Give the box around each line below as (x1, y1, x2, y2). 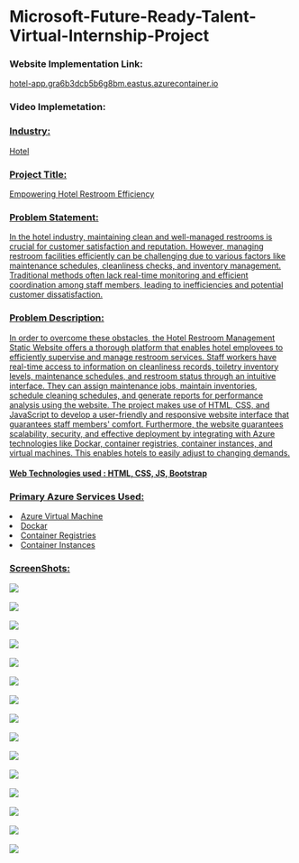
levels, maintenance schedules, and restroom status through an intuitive (9, 370, 276, 381)
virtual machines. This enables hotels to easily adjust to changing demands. (9, 447, 291, 458)
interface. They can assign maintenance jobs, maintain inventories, (9, 380, 258, 391)
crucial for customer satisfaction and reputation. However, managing (9, 241, 264, 252)
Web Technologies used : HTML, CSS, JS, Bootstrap (9, 468, 208, 479)
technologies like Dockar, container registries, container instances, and (9, 438, 273, 449)
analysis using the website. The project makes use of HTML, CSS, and (9, 399, 270, 410)
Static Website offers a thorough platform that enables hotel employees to (9, 341, 284, 353)
